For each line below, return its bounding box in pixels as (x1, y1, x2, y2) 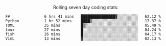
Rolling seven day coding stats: (53, 5, 119, 10)
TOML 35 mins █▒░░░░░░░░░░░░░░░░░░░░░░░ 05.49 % (5, 23, 161, 28)
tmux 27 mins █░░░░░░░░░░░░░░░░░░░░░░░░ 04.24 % (5, 27, 161, 32)
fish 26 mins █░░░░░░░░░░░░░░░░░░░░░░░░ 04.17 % (5, 32, 161, 37)
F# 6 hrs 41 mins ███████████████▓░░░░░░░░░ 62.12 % (5, 14, 161, 19)
